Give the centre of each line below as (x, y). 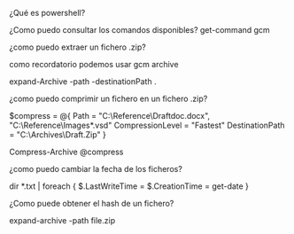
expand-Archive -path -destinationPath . (83, 82)
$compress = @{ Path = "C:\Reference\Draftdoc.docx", (110, 116)
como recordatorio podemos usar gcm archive (94, 64)
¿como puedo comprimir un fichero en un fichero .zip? (108, 98)
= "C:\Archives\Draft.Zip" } (58, 135)
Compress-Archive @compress (66, 152)
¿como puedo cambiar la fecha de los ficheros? (96, 169)
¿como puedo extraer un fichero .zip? (77, 47)
